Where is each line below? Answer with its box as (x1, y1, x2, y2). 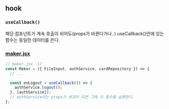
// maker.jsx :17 (5, 61, 42, 67)
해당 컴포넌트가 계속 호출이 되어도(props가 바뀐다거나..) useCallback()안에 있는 (5, 30, 164, 36)
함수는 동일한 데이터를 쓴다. (5, 37, 60, 43)
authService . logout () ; (14, 85, 63, 90)
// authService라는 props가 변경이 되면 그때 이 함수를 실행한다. (10, 95, 135, 100)
